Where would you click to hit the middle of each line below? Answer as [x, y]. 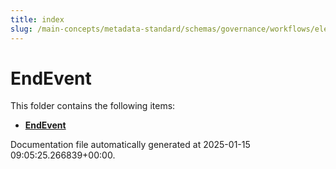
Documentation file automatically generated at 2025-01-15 [130, 145]
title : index [37, 19]
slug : [21, 29]
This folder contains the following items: [93, 106]
